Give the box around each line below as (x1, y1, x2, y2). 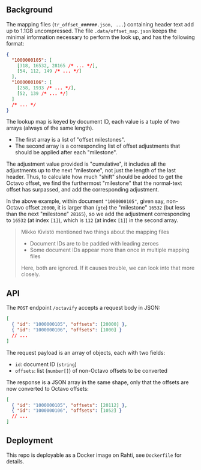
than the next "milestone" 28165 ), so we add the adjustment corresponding (6, 210, 191, 218)
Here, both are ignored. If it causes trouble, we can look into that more (20, 264, 195, 272)
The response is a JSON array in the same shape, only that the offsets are (6, 378, 189, 386)
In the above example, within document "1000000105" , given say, (6, 197, 165, 205)
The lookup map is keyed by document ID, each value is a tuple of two (6, 118, 180, 125)
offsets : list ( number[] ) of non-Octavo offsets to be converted (14, 367, 168, 374)
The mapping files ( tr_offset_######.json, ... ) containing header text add (6, 20, 194, 28)
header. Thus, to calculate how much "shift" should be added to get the (6, 173, 183, 181)
